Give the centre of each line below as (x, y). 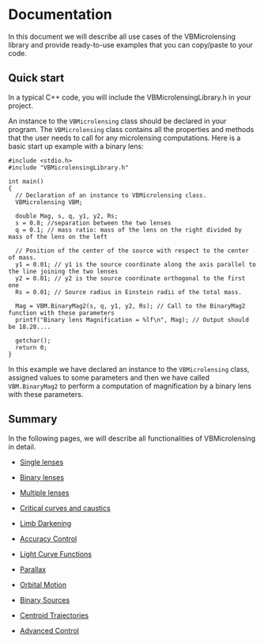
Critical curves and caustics (65, 508)
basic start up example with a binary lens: (76, 146)
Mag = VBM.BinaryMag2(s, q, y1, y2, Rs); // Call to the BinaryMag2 (130, 306)
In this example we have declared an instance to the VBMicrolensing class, (129, 369)
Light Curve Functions (56, 554)
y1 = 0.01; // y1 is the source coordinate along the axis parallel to (136, 264)
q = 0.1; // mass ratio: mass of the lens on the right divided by (129, 230)
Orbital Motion (43, 584)
